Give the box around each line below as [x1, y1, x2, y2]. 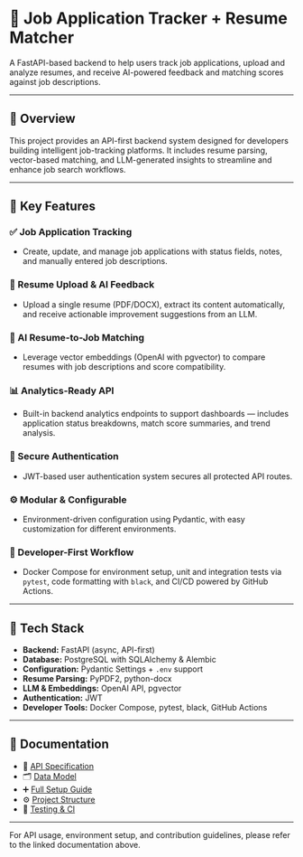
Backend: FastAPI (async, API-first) [22, 645, 155, 655]
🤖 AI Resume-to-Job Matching [9, 331, 145, 344]
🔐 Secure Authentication [9, 450, 119, 463]
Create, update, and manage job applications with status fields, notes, [22, 246, 282, 257]
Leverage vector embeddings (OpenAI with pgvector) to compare [22, 352, 266, 363]
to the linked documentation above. [9, 839, 142, 850]
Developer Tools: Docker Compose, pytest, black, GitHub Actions [22, 702, 268, 713]
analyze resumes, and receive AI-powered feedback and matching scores [9, 67, 284, 78]
